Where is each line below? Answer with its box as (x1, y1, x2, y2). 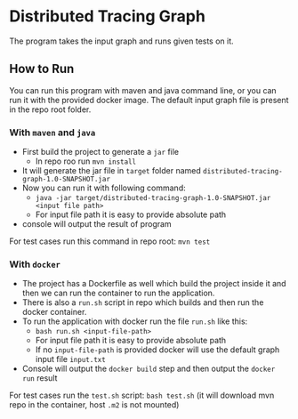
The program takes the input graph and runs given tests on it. (9, 36, 234, 46)
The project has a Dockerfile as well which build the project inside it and (21, 278, 286, 289)
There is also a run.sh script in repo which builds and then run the (21, 297, 264, 308)
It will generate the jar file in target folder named (21, 165, 202, 176)
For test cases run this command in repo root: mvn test (9, 236, 211, 246)
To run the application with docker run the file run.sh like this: (21, 316, 248, 326)
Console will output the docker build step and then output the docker (21, 363, 276, 375)
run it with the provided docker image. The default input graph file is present (9, 94, 289, 105)
